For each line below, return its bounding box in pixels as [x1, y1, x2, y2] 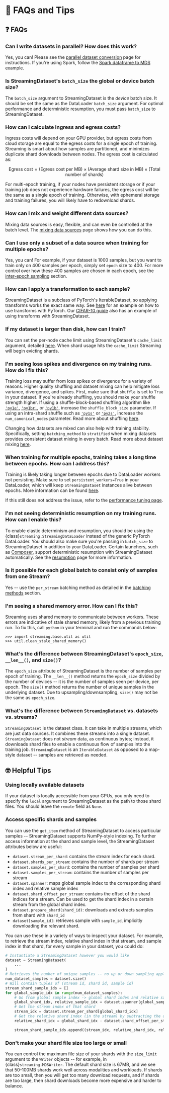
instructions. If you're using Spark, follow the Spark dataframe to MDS [5, 59, 151, 65]
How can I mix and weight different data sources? [5, 210, 129, 217]
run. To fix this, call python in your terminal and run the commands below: [5, 625, 157, 631]
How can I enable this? [5, 516, 62, 523]
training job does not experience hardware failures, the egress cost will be [5, 187, 159, 193]
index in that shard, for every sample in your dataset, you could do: [5, 943, 144, 949]
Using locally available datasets [5, 782, 84, 789]
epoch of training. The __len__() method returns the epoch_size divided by [5, 674, 160, 680]
